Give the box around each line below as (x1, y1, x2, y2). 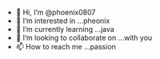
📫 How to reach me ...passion (15, 42, 116, 51)
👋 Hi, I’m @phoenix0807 (15, 8, 96, 17)
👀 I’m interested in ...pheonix (15, 16, 110, 26)
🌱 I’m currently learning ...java (15, 25, 114, 33)
